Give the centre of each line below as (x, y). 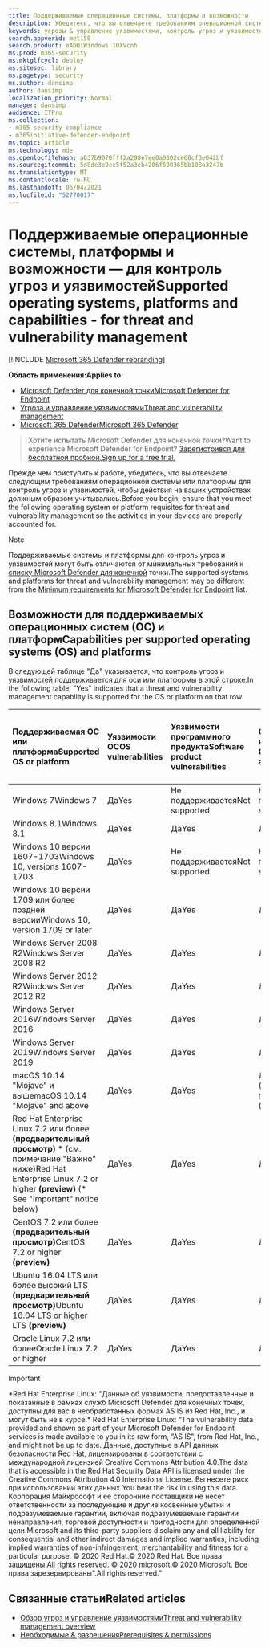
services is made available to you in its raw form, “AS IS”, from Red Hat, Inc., (134, 1437)
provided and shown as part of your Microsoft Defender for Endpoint (121, 1428)
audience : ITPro (35, 113)
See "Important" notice (56, 1199)
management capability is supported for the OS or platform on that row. (126, 697)
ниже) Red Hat (39, 1169)
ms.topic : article (39, 143)
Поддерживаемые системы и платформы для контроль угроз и (117, 555)
